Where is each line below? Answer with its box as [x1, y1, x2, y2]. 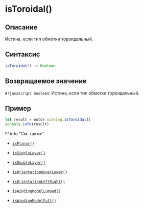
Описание [5, 23, 38, 31]
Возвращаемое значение [5, 77, 87, 86]
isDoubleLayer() [12, 160, 46, 165]
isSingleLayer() [12, 151, 46, 156]
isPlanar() [12, 141, 35, 146]
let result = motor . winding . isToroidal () [5, 117, 91, 122]
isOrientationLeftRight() [12, 179, 65, 184]
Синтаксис [5, 50, 40, 59]
